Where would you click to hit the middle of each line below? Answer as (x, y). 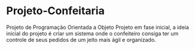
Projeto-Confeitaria (55, 11)
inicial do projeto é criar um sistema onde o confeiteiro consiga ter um (92, 33)
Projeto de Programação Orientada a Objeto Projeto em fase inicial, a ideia (98, 27)
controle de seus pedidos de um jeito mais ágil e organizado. (81, 40)
